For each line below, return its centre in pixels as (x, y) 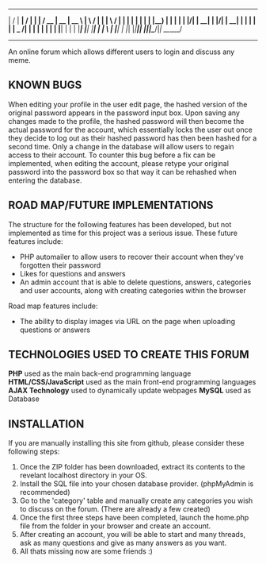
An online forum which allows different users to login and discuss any (122, 52)
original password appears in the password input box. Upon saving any (124, 113)
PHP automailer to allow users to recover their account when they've (131, 257)
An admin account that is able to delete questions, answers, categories (135, 282)
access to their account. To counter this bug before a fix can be (112, 155)
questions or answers (55, 330)
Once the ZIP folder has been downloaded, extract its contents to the (132, 467)
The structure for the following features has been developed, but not (120, 224)
